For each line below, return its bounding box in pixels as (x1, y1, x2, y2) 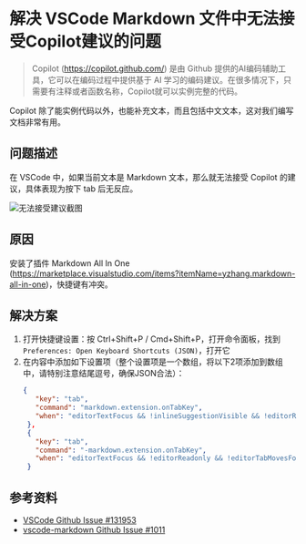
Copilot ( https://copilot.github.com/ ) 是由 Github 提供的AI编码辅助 (31, 63, 279, 74)
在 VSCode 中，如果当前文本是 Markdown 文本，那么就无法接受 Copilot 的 (9, 171, 289, 182)
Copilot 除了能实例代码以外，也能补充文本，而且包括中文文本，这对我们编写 (9, 105, 294, 116)
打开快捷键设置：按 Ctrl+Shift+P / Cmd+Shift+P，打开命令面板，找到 (22, 334, 280, 344)
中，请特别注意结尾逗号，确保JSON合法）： (22, 368, 185, 379)
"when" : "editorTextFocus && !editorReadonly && (35, 454, 223, 463)
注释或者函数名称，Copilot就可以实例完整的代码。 (56, 86, 243, 97)
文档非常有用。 (9, 116, 66, 128)
